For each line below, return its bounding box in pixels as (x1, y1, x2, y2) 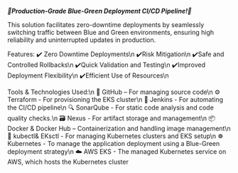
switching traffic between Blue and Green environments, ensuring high (7, 28, 215, 36)
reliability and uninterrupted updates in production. (7, 36, 156, 44)
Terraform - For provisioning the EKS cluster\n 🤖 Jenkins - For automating (7, 95, 224, 103)
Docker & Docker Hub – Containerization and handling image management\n (7, 125, 231, 132)
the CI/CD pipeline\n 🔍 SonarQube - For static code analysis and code (7, 103, 215, 112)
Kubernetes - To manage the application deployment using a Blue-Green (7, 140, 220, 147)
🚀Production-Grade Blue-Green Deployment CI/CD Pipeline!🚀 (7, 7, 192, 15)
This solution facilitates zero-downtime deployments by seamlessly (7, 21, 205, 28)
